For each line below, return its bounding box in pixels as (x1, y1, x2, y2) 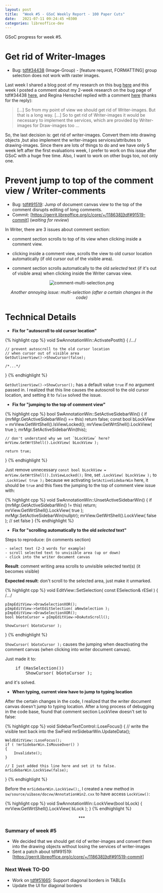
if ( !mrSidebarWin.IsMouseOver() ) (5, 742, 79, 747)
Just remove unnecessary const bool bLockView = (5, 467, 107, 473)
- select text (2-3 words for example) (5, 546, 86, 551)
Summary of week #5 (5, 827, 57, 834)
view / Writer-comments (5, 185, 106, 197)
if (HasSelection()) (15, 666, 64, 671)
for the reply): (5, 98, 33, 103)
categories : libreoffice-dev (5, 20, 64, 26)
